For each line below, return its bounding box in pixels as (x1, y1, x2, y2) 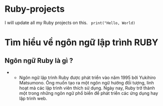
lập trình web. (19, 95, 47, 101)
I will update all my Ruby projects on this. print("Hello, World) (4, 20, 135, 26)
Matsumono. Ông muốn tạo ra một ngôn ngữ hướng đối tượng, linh (19, 79, 154, 85)
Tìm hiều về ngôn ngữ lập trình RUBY (4, 37, 159, 48)
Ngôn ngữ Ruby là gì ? (4, 56, 74, 65)
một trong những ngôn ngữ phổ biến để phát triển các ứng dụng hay (19, 90, 159, 96)
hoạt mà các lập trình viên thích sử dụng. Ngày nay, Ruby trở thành (19, 85, 155, 91)
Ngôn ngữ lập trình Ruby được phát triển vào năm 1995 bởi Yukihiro (19, 75, 156, 80)
